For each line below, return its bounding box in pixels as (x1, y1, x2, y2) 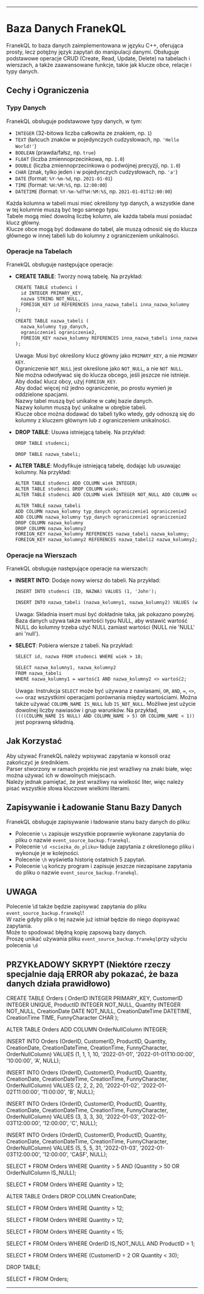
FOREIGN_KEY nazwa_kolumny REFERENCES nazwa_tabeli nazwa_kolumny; (15, 531, 189, 537)
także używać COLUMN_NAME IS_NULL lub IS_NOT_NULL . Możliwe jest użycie (15, 700, 196, 707)
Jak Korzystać (6, 736, 63, 747)
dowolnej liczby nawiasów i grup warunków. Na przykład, (15, 706, 158, 714)
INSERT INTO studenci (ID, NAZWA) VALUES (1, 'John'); (15, 589, 157, 595)
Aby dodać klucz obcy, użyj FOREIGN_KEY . (15, 377, 117, 385)
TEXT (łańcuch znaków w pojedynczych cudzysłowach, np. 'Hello (15, 135, 179, 143)
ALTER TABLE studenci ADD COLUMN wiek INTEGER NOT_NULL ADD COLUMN (15, 492, 189, 498)
